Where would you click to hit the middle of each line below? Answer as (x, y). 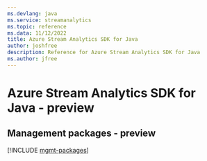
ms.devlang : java (32, 14)
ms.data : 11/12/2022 (37, 33)
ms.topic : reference (37, 26)
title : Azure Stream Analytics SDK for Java (73, 40)
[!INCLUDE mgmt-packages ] (48, 150)
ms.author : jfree (32, 59)
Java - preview (51, 108)
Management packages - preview (82, 134)
